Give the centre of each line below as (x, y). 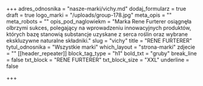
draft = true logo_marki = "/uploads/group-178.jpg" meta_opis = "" (89, 15)
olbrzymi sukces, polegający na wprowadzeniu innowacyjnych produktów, (99, 28)
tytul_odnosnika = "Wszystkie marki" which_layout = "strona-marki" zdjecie (101, 47)
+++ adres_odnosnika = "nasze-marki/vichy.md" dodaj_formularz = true (96, 9)
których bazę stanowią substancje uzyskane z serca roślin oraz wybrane (97, 34)
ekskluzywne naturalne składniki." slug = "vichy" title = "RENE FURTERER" (99, 41)
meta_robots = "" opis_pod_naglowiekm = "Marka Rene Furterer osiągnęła (99, 21)
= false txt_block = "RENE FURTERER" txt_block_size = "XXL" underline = (98, 60)
